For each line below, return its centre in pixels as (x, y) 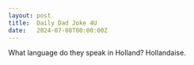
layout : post (30, 15)
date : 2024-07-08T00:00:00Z (58, 30)
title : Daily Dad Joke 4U (53, 23)
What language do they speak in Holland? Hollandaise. (97, 53)
